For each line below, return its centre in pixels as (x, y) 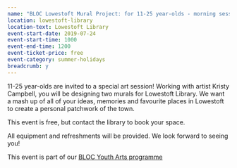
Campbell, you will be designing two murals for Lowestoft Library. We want (116, 93)
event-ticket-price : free (45, 53)
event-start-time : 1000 (42, 40)
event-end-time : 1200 (39, 46)
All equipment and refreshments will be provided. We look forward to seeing (118, 136)
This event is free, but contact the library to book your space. (96, 122)
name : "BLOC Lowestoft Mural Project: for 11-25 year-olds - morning (112, 14)
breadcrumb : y (28, 66)
